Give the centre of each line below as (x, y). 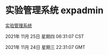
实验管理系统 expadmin (55, 10)
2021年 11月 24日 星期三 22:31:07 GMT (45, 47)
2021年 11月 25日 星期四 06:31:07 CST (45, 36)
